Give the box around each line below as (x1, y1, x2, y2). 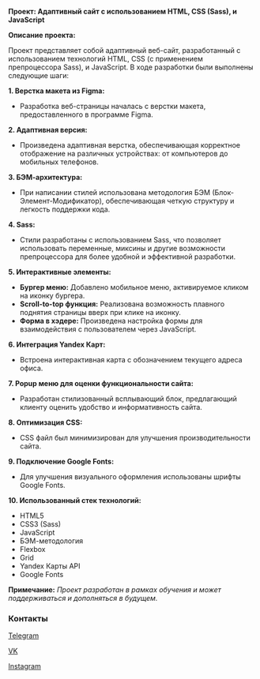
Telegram (8, 631, 40, 640)
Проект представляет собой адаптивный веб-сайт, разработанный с (8, 46, 241, 54)
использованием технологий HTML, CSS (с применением (8, 54, 203, 63)
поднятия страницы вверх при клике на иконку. (19, 308, 182, 317)
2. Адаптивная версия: (8, 126, 89, 134)
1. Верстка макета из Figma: (8, 86, 105, 96)
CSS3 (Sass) (19, 520, 62, 528)
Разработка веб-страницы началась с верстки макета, (19, 102, 206, 111)
